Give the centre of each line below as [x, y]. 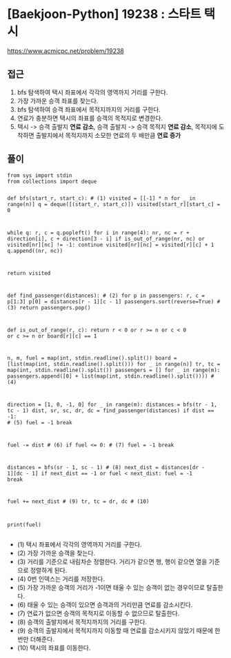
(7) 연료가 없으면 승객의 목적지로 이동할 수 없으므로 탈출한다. [98, 613]
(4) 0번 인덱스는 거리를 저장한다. [61, 579]
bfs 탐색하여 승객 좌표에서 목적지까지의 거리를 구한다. [89, 109]
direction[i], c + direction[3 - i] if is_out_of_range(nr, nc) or [106, 239]
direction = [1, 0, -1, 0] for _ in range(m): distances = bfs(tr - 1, [112, 405]
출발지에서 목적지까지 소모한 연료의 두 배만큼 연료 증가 [108, 135]
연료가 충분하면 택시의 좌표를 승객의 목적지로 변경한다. [90, 118]
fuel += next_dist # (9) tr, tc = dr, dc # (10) [78, 502]
